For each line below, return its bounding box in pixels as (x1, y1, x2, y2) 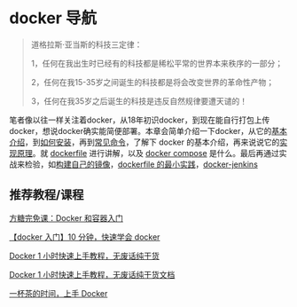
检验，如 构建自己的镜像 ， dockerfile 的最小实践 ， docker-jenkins (24, 159, 259, 169)
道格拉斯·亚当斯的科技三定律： (30, 39, 143, 50)
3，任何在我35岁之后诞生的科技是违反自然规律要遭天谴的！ (30, 95, 248, 106)
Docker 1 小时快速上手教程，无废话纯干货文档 (9, 269, 176, 279)
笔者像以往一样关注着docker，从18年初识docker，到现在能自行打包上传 (9, 114, 270, 125)
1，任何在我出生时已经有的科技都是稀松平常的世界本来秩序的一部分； (30, 58, 284, 68)
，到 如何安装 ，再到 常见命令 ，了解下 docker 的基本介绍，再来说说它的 (25, 137, 280, 147)
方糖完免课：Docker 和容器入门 (9, 212, 124, 223)
